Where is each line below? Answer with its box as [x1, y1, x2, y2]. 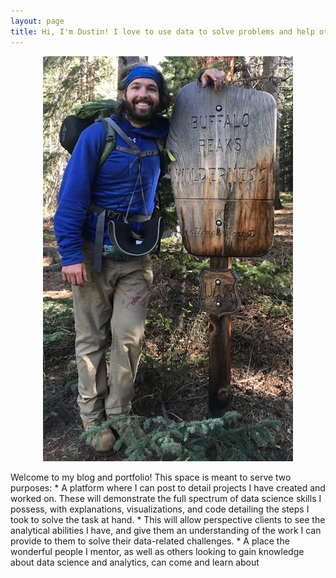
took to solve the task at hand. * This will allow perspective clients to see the [10, 513, 326, 525]
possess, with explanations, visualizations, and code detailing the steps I [10, 503, 310, 515]
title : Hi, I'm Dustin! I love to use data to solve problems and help [10, 26, 315, 37]
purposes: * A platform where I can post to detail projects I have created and [10, 481, 326, 494]
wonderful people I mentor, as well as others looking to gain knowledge [10, 545, 305, 557]
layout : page [10, 16, 65, 26]
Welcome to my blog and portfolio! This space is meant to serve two [10, 471, 292, 483]
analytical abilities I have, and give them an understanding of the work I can [10, 524, 322, 536]
